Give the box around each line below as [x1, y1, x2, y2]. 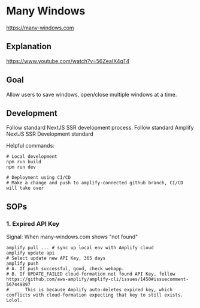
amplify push [6, 261, 39, 267]
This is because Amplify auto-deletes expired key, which [25, 287, 172, 293]
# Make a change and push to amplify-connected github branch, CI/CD [6, 180, 184, 186]
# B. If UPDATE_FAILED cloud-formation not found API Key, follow [6, 271, 175, 277]
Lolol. [6, 297, 23, 304]
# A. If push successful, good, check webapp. [6, 266, 125, 272]
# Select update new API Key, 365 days [6, 255, 106, 262]
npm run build [6, 159, 42, 165]
